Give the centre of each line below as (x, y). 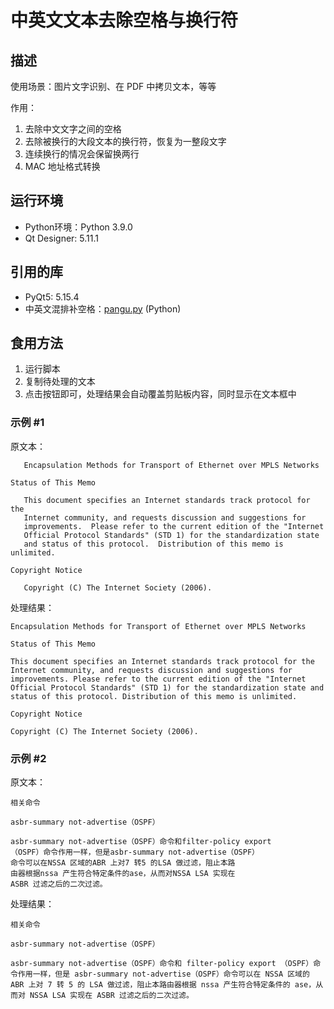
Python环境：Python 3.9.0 (78, 227)
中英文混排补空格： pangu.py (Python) (103, 308)
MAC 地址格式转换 (62, 166)
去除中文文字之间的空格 (73, 129)
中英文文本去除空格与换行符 (124, 20)
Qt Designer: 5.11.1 (61, 238)
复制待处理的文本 (60, 382)
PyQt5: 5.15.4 (52, 297)
